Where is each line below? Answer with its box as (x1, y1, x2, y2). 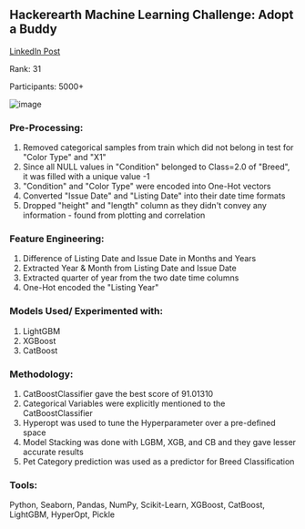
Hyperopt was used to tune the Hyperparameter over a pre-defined (22, 418, 276, 428)
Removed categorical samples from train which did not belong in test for (22, 142, 294, 153)
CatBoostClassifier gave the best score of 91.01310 (22, 389, 214, 399)
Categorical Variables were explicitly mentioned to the (22, 398, 226, 409)
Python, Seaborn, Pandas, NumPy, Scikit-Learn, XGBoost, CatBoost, (9, 500, 266, 511)
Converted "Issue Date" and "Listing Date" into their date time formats (22, 190, 286, 201)
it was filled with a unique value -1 (22, 171, 150, 182)
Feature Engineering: (9, 232, 105, 245)
